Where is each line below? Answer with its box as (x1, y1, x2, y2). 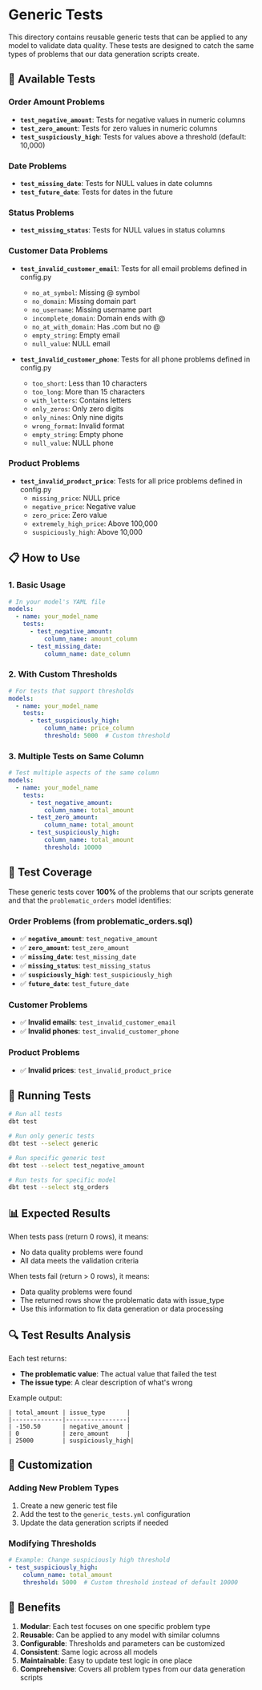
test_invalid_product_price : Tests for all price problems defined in (19, 475, 243, 486)
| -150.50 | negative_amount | (8, 1422, 131, 1430)
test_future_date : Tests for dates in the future (19, 187, 174, 196)
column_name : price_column (43, 724, 135, 733)
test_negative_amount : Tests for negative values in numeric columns (19, 115, 246, 124)
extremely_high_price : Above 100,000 (31, 519, 158, 528)
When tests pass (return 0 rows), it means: (8, 1232, 150, 1242)
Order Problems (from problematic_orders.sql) (8, 916, 193, 927)
